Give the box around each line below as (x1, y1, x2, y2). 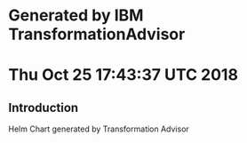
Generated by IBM (8, 5, 144, 26)
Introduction (8, 99, 79, 115)
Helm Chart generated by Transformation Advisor (8, 123, 190, 134)
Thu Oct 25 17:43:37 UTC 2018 (8, 65, 239, 85)
